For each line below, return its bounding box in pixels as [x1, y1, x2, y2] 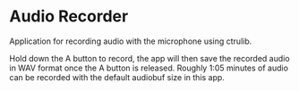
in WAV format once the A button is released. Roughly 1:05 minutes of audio [9, 62, 289, 73]
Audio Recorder [9, 6, 129, 27]
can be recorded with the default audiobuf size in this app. [9, 71, 226, 82]
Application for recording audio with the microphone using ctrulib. [9, 36, 252, 46]
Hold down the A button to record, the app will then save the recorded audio [9, 53, 290, 63]
